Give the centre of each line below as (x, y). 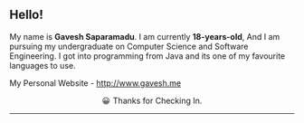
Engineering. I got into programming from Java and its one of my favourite (147, 56)
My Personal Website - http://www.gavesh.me (95, 83)
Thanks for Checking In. (157, 100)
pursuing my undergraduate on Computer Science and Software (129, 46)
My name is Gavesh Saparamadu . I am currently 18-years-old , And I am (145, 36)
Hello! (26, 15)
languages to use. (43, 65)
